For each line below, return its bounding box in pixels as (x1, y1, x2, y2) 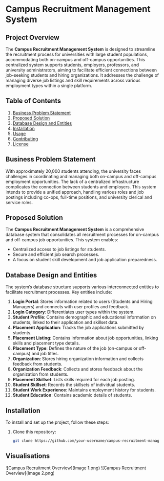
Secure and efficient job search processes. (12, 252, 100, 257)
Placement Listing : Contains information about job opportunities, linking (12, 335, 158, 341)
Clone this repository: (12, 429, 56, 435)
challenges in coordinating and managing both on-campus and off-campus (5, 173, 157, 179)
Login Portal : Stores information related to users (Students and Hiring (12, 298, 153, 304)
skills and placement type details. (12, 340, 80, 346)
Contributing (12, 136, 38, 141)
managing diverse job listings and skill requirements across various (5, 77, 141, 83)
